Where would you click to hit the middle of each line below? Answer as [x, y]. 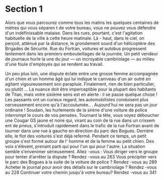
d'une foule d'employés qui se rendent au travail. [54, 64]
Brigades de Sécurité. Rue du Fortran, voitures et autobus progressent [76, 48]
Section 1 [24, 9]
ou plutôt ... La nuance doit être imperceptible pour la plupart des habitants [81, 89]
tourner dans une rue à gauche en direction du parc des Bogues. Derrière [79, 131]
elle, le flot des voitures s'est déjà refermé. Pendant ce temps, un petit [76, 136]
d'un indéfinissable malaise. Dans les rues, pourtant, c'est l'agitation [74, 33]
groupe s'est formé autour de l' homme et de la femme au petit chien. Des [80, 141]
